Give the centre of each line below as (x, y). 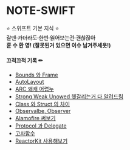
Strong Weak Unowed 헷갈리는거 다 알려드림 (69, 97)
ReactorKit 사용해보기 (41, 141)
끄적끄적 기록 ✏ (25, 60)
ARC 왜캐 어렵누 (34, 89)
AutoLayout (29, 82)
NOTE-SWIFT (41, 11)
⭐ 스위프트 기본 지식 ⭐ (33, 28)
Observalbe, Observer (43, 111)
